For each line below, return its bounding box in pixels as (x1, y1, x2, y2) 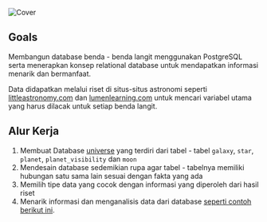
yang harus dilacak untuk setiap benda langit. (8, 101, 158, 111)
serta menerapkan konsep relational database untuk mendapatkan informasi (8, 60, 259, 69)
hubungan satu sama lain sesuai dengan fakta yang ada (19, 171, 203, 180)
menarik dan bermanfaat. (8, 69, 92, 78)
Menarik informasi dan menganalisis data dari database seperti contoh (19, 196, 252, 206)
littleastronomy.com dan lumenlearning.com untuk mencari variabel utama (8, 93, 253, 102)
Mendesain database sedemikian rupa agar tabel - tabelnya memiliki (19, 162, 245, 172)
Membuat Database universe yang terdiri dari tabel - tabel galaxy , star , (19, 145, 254, 155)
